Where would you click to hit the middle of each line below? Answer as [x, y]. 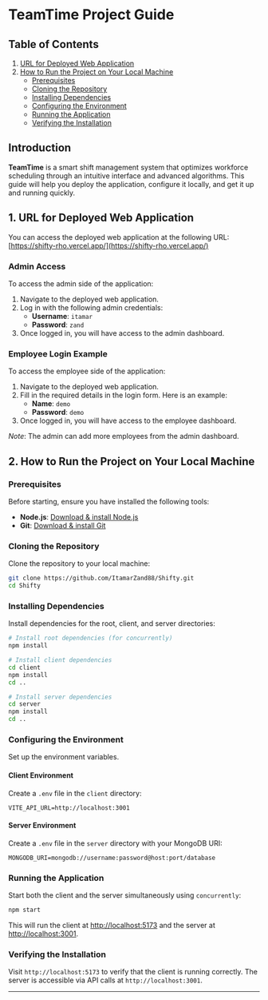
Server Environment [42, 826]
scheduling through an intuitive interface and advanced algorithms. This [126, 175]
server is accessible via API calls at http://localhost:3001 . [106, 980]
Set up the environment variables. [64, 757]
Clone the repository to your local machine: [79, 564]
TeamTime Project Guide [91, 15]
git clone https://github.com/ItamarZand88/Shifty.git [101, 578]
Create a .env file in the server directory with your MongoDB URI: [116, 843]
